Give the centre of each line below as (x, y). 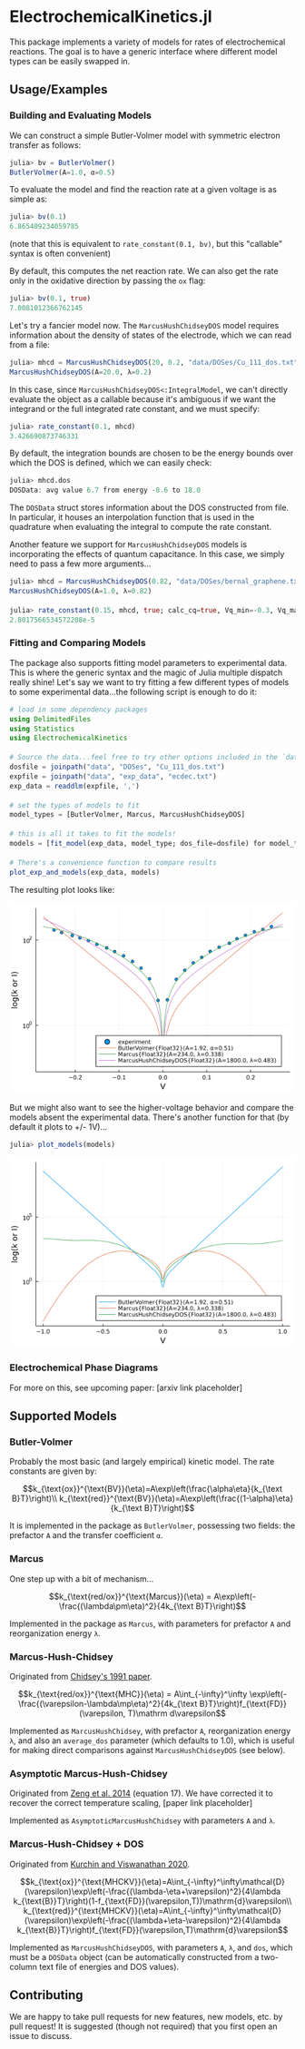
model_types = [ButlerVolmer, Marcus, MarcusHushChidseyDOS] (128, 815)
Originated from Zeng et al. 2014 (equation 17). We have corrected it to (142, 1793)
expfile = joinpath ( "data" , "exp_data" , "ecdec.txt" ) (113, 776)
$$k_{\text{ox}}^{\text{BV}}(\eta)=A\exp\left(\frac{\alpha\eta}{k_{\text (152, 1489)
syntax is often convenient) (60, 254)
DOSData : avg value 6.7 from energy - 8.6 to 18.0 (105, 490)
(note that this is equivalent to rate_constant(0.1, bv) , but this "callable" (146, 244)
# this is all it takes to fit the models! (93, 834)
